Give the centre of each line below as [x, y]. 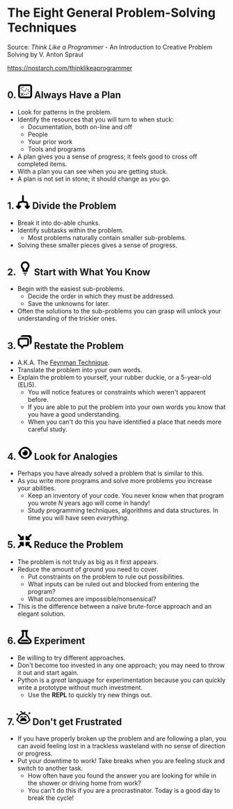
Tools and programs [56, 149]
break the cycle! [51, 798]
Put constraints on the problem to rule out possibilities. [106, 577]
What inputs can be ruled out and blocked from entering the [113, 584]
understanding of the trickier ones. [67, 318]
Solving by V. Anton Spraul [45, 54]
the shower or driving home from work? [84, 783]
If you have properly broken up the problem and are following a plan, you [122, 739]
